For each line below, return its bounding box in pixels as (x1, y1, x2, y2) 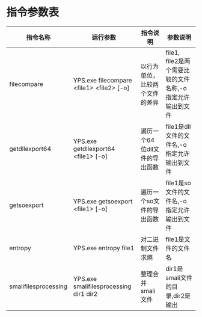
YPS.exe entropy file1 (73, 244, 135, 252)
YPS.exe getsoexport (73, 197, 133, 205)
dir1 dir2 (73, 289, 98, 298)
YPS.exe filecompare (73, 76, 132, 84)
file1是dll (165, 122, 191, 131)
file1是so (165, 179, 191, 187)
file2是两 (165, 57, 191, 65)
